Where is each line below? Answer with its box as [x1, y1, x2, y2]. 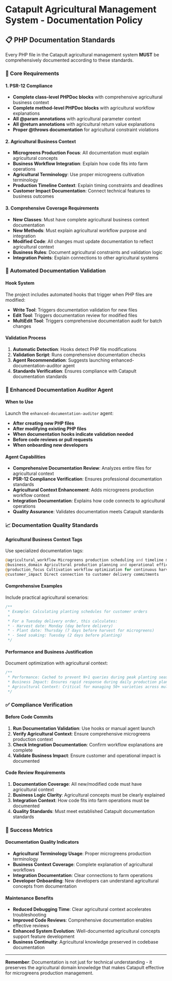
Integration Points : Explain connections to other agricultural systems [12, 255, 159, 261]
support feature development [12, 933, 75, 940]
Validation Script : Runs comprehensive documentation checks [12, 351, 146, 358]
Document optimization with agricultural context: [5, 660, 109, 666]
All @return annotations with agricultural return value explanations [12, 121, 155, 128]
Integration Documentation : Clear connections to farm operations [12, 872, 153, 879]
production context [12, 736, 53, 742]
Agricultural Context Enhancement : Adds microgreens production [12, 487, 154, 493]
